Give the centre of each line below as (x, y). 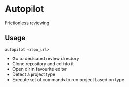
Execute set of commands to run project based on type (68, 79)
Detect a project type (34, 74)
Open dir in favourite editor (40, 69)
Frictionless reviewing (27, 23)
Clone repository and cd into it (43, 64)
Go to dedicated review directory (46, 58)
